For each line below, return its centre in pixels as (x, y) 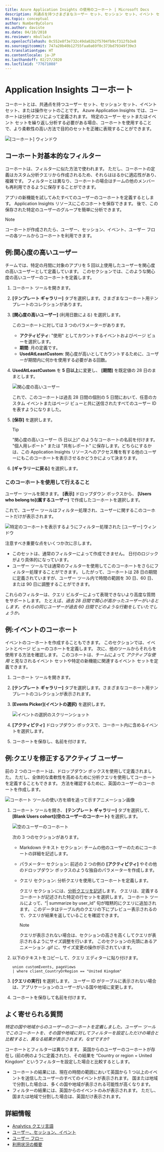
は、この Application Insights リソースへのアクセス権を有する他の (78, 452)
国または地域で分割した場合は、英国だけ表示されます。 (68, 1097)
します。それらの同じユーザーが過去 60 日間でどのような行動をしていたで (79, 607)
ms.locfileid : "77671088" (31, 64)
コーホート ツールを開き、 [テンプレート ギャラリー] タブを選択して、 (82, 810)
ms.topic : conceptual (27, 19)
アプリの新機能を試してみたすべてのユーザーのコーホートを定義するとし (77, 197)
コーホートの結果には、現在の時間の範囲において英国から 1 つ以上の (80, 1072)
